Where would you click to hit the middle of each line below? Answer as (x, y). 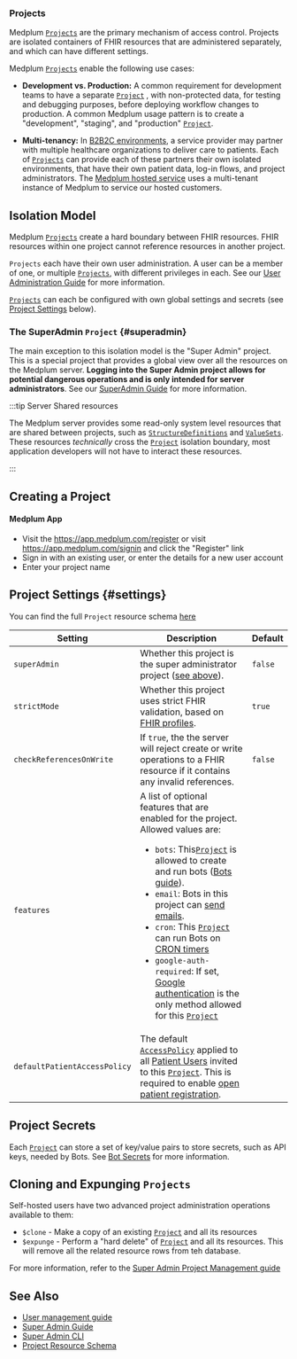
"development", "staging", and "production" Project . (118, 123)
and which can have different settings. (79, 51)
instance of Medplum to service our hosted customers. (122, 188)
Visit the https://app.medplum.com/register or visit (114, 539)
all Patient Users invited (189, 1060)
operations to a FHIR (183, 759)
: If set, (205, 971)
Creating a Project (60, 496)
